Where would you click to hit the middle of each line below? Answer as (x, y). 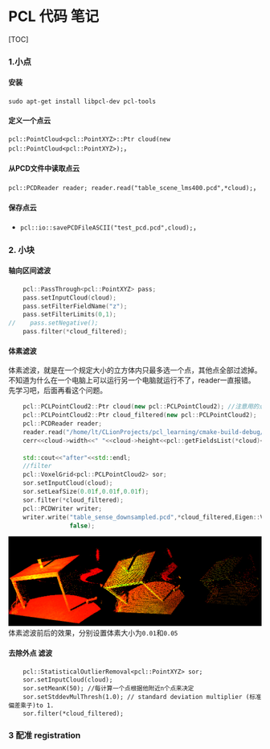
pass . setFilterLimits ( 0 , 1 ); (70, 315)
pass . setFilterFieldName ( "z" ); (75, 306)
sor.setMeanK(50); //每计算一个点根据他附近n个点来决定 (108, 688)
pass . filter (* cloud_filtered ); (75, 332)
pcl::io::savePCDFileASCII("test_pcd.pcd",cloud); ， (110, 227)
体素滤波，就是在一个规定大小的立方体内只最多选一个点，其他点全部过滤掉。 (135, 370)
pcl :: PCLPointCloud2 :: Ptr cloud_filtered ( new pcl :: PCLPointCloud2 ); (140, 416)
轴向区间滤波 (29, 271)
